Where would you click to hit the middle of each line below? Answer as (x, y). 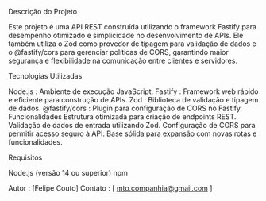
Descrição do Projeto (43, 12)
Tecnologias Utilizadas (45, 76)
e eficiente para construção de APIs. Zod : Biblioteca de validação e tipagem (133, 100)
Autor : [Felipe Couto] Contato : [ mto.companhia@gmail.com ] (110, 188)
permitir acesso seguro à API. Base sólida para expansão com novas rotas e (133, 133)
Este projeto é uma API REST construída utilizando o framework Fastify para (132, 27)
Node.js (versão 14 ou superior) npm (68, 173)
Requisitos (25, 157)
